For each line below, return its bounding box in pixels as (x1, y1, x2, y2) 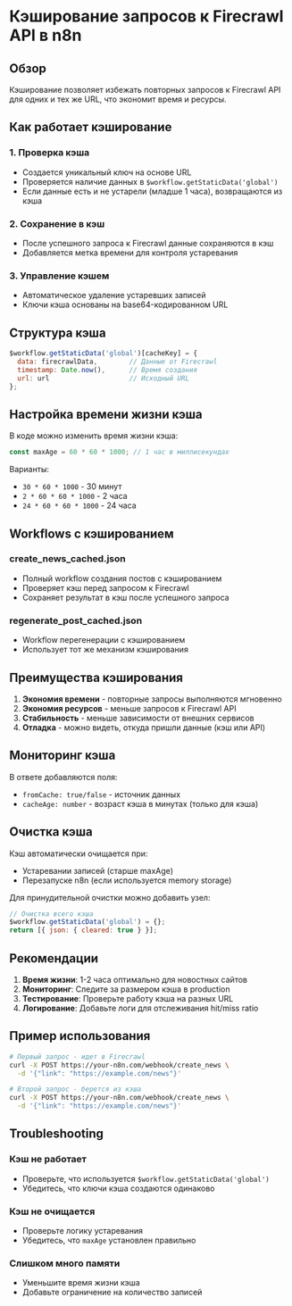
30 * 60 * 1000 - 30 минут (21, 481, 122, 492)
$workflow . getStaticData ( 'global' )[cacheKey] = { (9, 349, 198, 358)
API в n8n (9, 25, 82, 46)
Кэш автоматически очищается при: (9, 848, 148, 859)
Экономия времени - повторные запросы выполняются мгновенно (21, 694, 283, 704)
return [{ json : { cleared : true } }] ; (9, 926, 158, 935)
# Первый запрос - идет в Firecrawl (9, 1052, 146, 1061)
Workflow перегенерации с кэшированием (21, 635, 186, 645)
